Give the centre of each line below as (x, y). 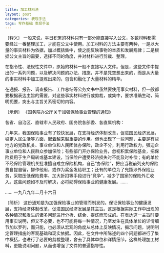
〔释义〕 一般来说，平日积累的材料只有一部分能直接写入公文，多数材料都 (78, 38)
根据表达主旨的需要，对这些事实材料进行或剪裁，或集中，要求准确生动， (82, 96)
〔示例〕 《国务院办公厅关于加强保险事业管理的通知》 (59, 112)
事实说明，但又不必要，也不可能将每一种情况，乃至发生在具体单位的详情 (82, 221)
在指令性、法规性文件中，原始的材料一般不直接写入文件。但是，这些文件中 (80, 67)
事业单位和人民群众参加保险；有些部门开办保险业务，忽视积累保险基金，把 (80, 151)
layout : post (18, 14)
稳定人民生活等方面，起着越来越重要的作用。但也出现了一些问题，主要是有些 (82, 139)
